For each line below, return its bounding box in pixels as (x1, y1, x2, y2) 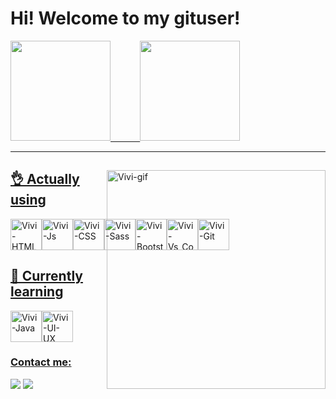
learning (10, 283, 64, 301)
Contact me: (10, 355, 72, 369)
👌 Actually (10, 171, 80, 188)
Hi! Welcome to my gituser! (10, 7, 241, 30)
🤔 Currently (10, 268, 83, 285)
